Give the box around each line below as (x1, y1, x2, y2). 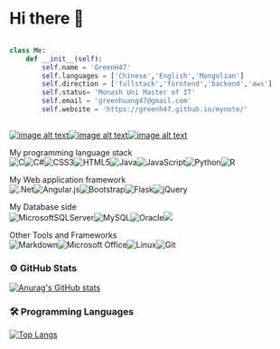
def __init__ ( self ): (25, 54, 103, 63)
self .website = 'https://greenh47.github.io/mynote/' (42, 105, 248, 114)
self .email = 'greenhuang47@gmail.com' (42, 97, 192, 106)
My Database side (9, 201, 77, 212)
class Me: (9, 45, 47, 55)
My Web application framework (9, 174, 126, 184)
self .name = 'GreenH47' (42, 62, 131, 71)
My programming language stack (9, 146, 133, 157)
